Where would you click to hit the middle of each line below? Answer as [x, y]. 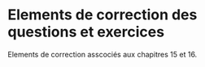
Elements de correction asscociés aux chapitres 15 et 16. [102, 54]
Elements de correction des [102, 15]
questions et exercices [86, 32]
